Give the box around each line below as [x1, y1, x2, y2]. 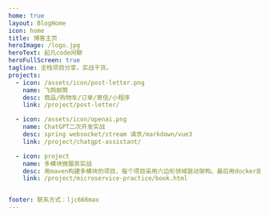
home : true [8, 11, 45, 20]
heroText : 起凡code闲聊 [8, 49, 82, 57]
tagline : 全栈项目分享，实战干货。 [8, 64, 113, 72]
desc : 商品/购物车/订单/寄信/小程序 [22, 94, 130, 102]
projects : [8, 71, 42, 79]
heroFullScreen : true [8, 57, 81, 65]
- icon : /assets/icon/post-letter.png [15, 78, 146, 86]
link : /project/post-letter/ [22, 101, 120, 109]
